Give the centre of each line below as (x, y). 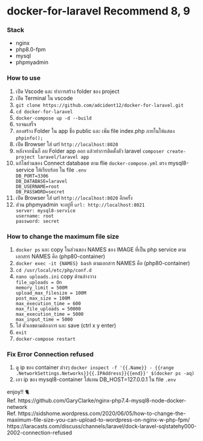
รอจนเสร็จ (26, 124)
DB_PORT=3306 (32, 176)
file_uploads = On (39, 283)
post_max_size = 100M (43, 298)
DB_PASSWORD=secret (40, 192)
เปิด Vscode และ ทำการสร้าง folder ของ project (67, 91)
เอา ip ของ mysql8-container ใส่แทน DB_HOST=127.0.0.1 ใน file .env (96, 379)
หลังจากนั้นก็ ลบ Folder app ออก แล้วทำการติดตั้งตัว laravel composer (90, 151)
